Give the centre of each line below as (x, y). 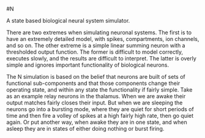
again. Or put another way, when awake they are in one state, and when (97, 122)
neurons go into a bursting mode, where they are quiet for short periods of (100, 109)
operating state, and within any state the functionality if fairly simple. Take (99, 90)
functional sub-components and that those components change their (93, 83)
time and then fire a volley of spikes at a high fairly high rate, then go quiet (100, 116)
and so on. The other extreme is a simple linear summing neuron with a (96, 45)
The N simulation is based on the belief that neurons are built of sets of (96, 77)
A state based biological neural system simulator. (68, 20)
